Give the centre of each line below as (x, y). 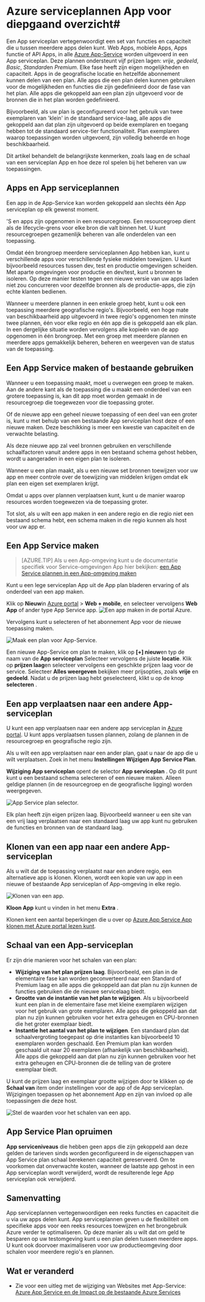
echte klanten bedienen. (37, 291)
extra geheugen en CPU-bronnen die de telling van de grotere (93, 1063)
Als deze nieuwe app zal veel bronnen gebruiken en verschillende (89, 445)
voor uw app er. (26, 527)
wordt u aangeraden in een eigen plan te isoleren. (69, 458)
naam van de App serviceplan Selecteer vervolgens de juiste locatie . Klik (99, 659)
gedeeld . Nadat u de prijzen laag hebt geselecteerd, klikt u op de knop (95, 678)
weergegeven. (24, 791)
